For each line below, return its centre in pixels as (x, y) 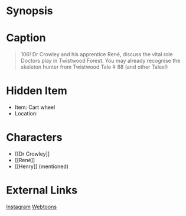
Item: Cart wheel (35, 107)
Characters (34, 138)
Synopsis (30, 11)
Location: (26, 114)
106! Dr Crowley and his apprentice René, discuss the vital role (97, 54)
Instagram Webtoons (32, 207)
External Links (42, 190)
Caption (26, 38)
